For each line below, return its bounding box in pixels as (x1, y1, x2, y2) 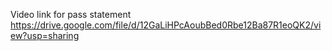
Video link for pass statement (10, 9, 132, 20)
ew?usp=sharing (10, 30, 80, 41)
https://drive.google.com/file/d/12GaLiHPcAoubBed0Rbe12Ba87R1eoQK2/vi (10, 19, 322, 31)
